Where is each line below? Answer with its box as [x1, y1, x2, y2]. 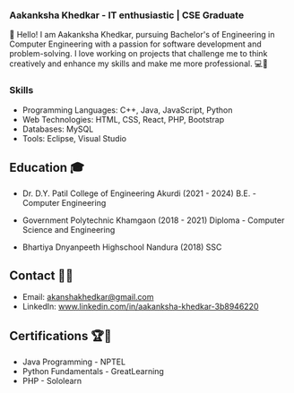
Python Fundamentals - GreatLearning [22, 366, 164, 377]
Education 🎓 [9, 159, 85, 175]
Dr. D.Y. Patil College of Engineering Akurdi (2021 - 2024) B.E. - [22, 188, 257, 199]
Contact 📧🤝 [9, 268, 74, 283]
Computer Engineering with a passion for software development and [9, 38, 262, 49]
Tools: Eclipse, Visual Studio [22, 132, 127, 143]
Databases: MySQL [22, 124, 94, 134]
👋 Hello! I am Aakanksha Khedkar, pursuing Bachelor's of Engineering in [9, 30, 275, 40]
